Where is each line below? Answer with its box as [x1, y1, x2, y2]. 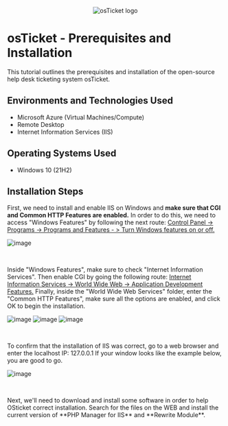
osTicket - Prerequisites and [7, 31, 172, 46]
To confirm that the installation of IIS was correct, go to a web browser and [7, 342, 219, 350]
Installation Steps [7, 185, 84, 197]
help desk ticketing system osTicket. [7, 75, 111, 83]
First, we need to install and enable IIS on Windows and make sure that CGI [7, 204, 221, 212]
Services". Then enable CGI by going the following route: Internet [7, 273, 192, 281]
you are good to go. [7, 357, 63, 365]
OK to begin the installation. [7, 302, 86, 310]
